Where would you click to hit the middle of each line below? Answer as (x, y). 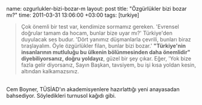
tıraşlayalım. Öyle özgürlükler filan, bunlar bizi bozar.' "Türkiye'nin (103, 46)
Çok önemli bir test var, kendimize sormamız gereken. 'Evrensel (100, 27)
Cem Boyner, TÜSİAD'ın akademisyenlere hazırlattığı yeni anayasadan (93, 89)
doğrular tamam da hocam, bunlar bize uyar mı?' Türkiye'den (97, 33)
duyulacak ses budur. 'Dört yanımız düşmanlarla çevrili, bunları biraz (106, 39)
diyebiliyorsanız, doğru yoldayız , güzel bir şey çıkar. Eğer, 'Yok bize (106, 58)
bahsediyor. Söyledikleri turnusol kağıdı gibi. (61, 96)
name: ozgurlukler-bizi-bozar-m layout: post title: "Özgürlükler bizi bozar (96, 9)
